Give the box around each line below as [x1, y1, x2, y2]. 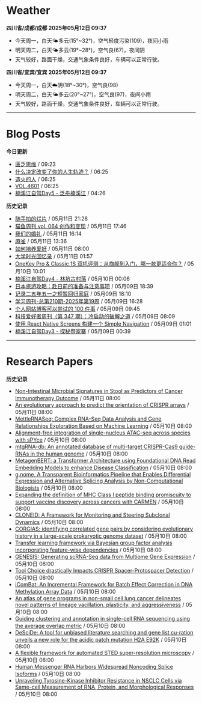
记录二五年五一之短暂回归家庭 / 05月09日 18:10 [14, 290, 132, 297]
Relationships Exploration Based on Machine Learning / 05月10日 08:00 [14, 422, 192, 430]
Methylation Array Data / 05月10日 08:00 [14, 588, 116, 595]
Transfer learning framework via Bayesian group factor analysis [14, 539, 173, 546]
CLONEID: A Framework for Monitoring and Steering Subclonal [14, 511, 170, 519]
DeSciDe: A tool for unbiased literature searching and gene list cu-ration [14, 628, 194, 636]
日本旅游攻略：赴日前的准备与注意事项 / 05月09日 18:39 [14, 282, 154, 290]
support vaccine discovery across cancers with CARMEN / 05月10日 [14, 498, 185, 505]
